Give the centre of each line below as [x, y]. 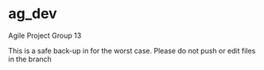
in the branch [30, 59]
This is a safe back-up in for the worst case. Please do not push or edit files [132, 50]
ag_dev [33, 14]
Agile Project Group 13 [45, 35]
